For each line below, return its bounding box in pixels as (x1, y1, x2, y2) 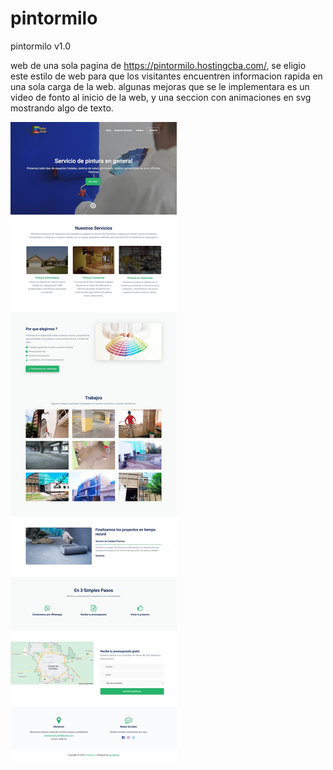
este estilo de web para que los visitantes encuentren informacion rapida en (10, 70, 323, 82)
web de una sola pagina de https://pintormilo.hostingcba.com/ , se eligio (10, 59, 307, 71)
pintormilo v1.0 (10, 40, 72, 52)
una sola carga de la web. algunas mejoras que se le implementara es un (10, 80, 310, 92)
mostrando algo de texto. (10, 102, 114, 114)
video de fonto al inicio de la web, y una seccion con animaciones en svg (10, 91, 312, 103)
